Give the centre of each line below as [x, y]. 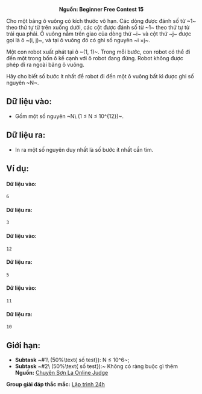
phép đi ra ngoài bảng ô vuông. [45, 64]
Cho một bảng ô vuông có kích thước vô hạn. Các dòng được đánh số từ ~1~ [101, 21]
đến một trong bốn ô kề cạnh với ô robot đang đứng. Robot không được [95, 58]
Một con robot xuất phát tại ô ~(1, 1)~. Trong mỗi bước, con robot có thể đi [98, 52]
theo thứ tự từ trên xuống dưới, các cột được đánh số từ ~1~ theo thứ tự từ [98, 27]
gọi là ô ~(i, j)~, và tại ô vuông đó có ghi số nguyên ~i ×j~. [78, 40]
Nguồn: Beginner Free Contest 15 [101, 9]
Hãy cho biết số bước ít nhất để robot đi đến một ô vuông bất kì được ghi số [100, 76]
